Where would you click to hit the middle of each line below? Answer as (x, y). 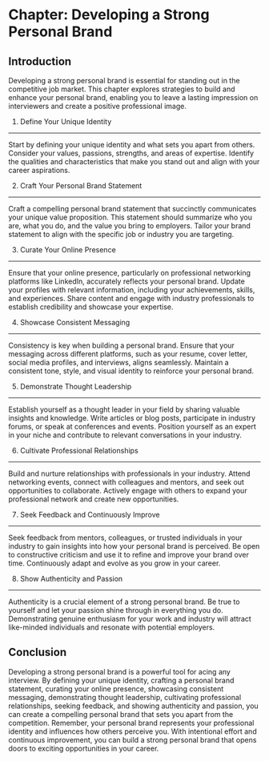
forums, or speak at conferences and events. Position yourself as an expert (132, 427)
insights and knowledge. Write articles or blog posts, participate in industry (132, 418)
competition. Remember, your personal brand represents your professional (131, 723)
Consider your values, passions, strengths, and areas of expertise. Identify (131, 153)
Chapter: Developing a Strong (109, 15)
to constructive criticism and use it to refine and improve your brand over (129, 555)
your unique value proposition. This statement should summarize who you (130, 217)
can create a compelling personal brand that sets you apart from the (121, 714)
